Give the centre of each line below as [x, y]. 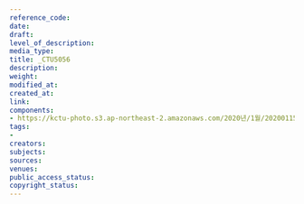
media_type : [32, 51]
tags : [19, 127]
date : [19, 26]
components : [32, 110]
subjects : [28, 152]
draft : [22, 34]
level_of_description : [52, 43]
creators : [28, 144]
